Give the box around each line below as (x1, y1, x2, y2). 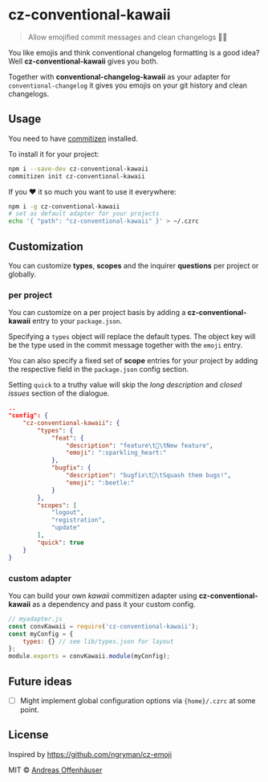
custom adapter (8, 572, 72, 583)
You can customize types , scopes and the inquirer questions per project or (8, 260, 259, 270)
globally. (8, 269, 37, 279)
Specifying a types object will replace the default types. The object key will (8, 332, 256, 342)
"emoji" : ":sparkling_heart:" (65, 448, 167, 457)
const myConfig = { (8, 629, 74, 638)
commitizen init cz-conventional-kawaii (8, 172, 146, 180)
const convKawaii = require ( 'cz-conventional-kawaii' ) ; (8, 622, 199, 630)
